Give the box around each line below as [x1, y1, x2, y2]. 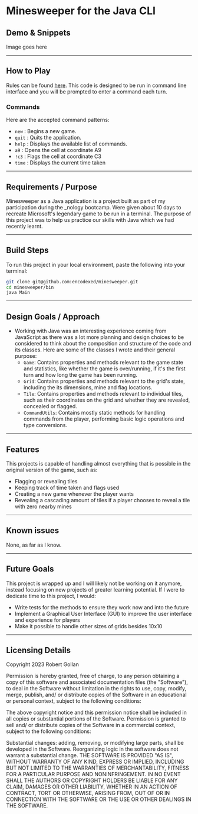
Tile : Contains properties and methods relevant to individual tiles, [23, 390, 184, 398]
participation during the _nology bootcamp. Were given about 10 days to [6, 204, 181, 211]
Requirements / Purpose [6, 182, 97, 192]
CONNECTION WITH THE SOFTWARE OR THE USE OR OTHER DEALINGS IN [6, 796, 192, 803]
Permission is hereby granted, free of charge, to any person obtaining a [6, 673, 180, 680]
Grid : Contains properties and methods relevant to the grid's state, [23, 377, 186, 385]
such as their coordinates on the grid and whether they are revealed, [23, 396, 190, 403]
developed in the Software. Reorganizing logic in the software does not [6, 745, 179, 752]
